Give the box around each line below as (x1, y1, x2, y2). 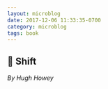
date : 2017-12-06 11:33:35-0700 (7, 17, 101, 24)
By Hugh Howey (7, 74, 54, 82)
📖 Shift (7, 55, 37, 67)
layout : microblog (7, 10, 61, 17)
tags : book (7, 29, 39, 37)
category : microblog (7, 23, 68, 30)
